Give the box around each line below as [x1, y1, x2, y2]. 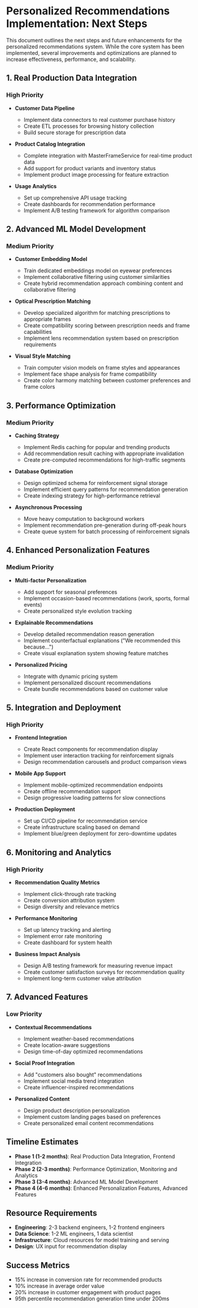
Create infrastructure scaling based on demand [23, 824, 140, 831]
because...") [23, 643, 54, 650]
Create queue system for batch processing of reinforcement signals [23, 528, 190, 535]
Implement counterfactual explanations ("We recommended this [23, 637, 181, 644]
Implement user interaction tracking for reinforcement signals [23, 752, 174, 759]
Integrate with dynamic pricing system [23, 673, 118, 680]
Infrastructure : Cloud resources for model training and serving [14, 1236, 169, 1243]
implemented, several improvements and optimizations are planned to [6, 49, 177, 56]
